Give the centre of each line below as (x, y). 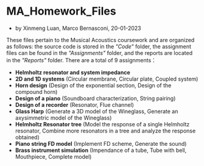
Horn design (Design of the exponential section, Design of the (93, 85)
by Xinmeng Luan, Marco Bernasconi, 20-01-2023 (78, 28)
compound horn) (36, 92)
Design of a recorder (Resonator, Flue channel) (74, 104)
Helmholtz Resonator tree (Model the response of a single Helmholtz (102, 124)
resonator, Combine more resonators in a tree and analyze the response (105, 131)
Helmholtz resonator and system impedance (72, 72)
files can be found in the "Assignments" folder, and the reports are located (100, 52)
